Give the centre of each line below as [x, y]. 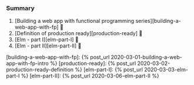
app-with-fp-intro [27, 63]
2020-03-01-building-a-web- [146, 57]
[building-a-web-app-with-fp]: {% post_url [58, 57]
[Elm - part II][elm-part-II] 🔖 [48, 46]
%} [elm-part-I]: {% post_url [109, 70]
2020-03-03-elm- [166, 70]
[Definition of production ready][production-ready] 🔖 [78, 33]
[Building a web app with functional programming [74, 21]
